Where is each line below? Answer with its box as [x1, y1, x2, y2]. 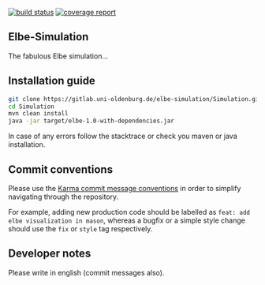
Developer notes [8, 247, 91, 261]
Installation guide [8, 74, 96, 88]
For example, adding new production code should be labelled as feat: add [8, 207, 251, 216]
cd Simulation [8, 103, 55, 111]
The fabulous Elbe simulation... [8, 51, 109, 61]
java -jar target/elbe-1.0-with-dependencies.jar [8, 117, 175, 126]
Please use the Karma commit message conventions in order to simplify [8, 183, 241, 193]
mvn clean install [8, 110, 69, 118]
